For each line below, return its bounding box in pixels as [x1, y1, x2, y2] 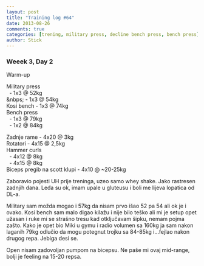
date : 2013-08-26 [6, 20, 50, 26]
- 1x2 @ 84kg [8, 122, 43, 129]
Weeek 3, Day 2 [6, 57, 53, 66]
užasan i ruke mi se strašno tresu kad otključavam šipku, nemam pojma [6, 215, 185, 223]
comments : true [6, 26, 45, 32]
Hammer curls [6, 147, 42, 154]
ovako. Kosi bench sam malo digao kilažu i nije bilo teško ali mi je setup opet [6, 209, 197, 216]
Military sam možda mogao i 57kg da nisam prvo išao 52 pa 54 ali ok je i [6, 202, 186, 210]
